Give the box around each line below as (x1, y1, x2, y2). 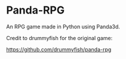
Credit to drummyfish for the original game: (6, 34, 113, 41)
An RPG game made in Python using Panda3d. (6, 23, 121, 30)
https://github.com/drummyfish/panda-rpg (6, 45, 112, 53)
